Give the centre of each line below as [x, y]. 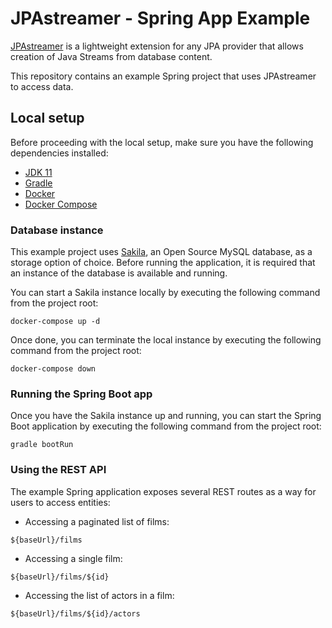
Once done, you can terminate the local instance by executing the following [166, 340]
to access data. [42, 86]
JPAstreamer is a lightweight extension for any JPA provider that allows [157, 46]
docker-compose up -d [55, 322]
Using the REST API [58, 470]
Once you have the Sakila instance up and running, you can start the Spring [166, 416]
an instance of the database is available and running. [119, 273]
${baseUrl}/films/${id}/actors [75, 613]
